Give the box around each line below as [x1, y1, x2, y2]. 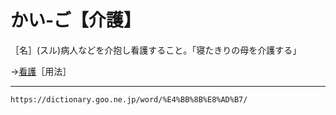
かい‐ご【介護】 [10, 9, 142, 32]
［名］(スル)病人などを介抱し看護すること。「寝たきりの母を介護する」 [10, 44, 302, 56]
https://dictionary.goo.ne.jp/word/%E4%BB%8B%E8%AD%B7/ [10, 94, 248, 105]
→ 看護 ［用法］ [10, 65, 72, 77]
